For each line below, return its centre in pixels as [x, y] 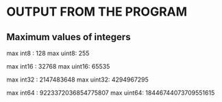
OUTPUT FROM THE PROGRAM [97, 12]
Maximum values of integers [69, 37]
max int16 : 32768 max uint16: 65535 [58, 66]
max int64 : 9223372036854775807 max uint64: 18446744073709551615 [111, 93]
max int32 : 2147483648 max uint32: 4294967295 [77, 80]
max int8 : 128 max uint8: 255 [48, 53]
